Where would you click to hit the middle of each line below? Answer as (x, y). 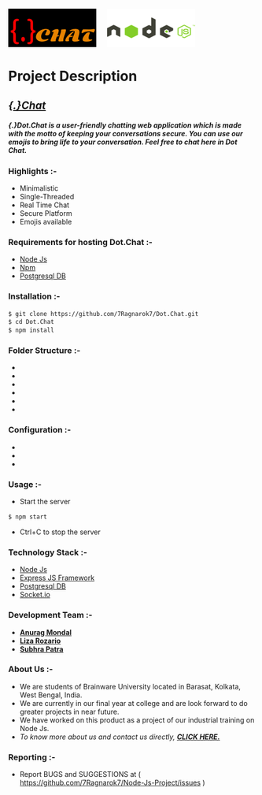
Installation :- (34, 296)
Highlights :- (33, 171)
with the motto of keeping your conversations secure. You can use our (125, 134)
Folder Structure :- (44, 351)
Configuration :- (40, 430)
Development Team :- (50, 615)
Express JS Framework (57, 578)
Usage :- (25, 484)
